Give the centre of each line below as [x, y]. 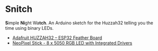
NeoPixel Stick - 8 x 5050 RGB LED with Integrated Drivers [72, 43]
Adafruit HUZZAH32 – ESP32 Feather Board [57, 38]
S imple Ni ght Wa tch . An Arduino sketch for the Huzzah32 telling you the [79, 23]
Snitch [19, 9]
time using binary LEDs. [29, 28]
